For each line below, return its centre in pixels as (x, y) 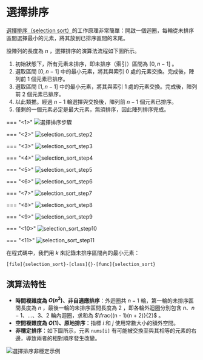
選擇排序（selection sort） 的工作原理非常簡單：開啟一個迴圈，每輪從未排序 (100, 30)
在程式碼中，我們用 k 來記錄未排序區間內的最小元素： (73, 253)
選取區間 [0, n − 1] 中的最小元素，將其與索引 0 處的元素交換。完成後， (102, 71)
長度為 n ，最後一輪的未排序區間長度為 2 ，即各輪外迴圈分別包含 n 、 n (108, 308)
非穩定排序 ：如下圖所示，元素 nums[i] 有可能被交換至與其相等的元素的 (103, 331)
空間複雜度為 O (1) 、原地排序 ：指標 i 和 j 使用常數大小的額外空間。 (97, 323)
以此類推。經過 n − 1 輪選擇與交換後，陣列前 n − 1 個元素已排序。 (96, 101)
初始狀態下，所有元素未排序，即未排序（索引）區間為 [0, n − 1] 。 (96, 64)
